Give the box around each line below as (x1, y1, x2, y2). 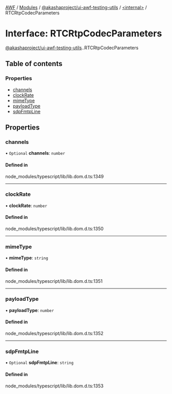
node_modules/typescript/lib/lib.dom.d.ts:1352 (5, 330, 104, 337)
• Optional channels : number (5, 150, 66, 156)
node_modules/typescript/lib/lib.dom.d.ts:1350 (5, 225, 104, 232)
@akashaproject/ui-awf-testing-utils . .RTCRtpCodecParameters (5, 45, 139, 51)
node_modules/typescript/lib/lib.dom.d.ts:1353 (5, 383, 104, 389)
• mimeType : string (5, 255, 49, 261)
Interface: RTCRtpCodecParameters (5, 28, 162, 39)
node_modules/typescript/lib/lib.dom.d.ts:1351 (5, 278, 103, 284)
